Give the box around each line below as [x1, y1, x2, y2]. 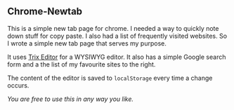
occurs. [7, 81, 30, 90]
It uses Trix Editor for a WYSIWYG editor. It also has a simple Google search [7, 53, 226, 61]
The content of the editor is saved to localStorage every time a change [7, 74, 213, 82]
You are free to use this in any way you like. [7, 95, 134, 103]
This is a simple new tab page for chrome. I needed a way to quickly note [7, 24, 219, 32]
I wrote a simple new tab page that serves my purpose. [7, 39, 167, 48]
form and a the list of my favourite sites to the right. [7, 60, 156, 69]
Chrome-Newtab [7, 6, 83, 18]
